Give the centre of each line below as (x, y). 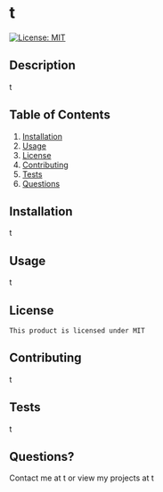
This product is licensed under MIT (77, 331)
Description (42, 65)
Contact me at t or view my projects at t (81, 478)
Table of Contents (60, 115)
